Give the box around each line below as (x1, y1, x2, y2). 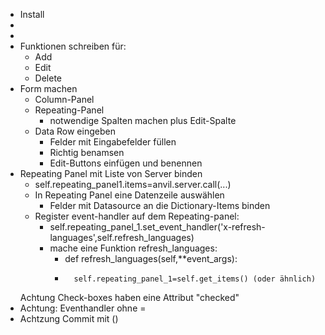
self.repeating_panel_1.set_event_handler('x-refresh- (49, 221, 266, 233)
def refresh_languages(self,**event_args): (64, 253, 238, 264)
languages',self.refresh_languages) (49, 232, 195, 243)
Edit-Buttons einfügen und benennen (49, 157, 203, 169)
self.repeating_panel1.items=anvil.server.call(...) (34, 179, 232, 190)
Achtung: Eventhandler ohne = (19, 302, 147, 314)
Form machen (19, 83, 78, 94)
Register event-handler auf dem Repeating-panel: (34, 210, 240, 222)
